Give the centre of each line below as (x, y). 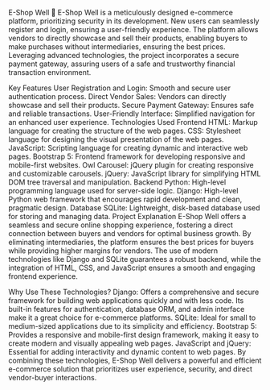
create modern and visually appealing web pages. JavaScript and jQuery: (130, 343)
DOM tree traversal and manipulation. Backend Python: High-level (117, 182)
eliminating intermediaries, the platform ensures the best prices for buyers (131, 242)
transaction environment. (50, 72)
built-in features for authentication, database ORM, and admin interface (127, 309)
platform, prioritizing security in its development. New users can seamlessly (134, 21)
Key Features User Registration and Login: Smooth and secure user (120, 88)
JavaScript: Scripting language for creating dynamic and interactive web (128, 148)
